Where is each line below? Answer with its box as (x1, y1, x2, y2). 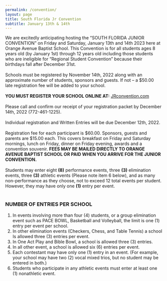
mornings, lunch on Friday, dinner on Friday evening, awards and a (5, 140, 142, 147)
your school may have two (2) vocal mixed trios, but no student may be (12, 255, 159, 261)
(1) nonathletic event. (12, 270, 56, 277)
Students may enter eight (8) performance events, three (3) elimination (5, 167, 151, 173)
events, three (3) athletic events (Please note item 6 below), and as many (5, 172, 156, 178)
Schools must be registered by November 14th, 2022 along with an (5, 72, 143, 78)
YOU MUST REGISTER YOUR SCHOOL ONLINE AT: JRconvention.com (5, 93, 150, 99)
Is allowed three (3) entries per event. (12, 233, 90, 239)
